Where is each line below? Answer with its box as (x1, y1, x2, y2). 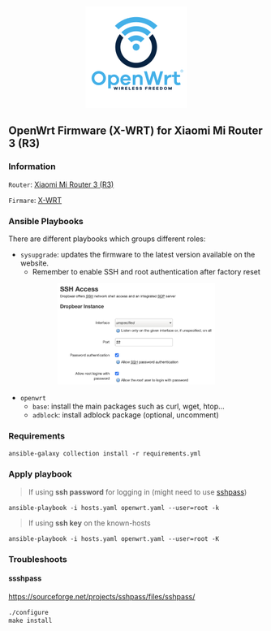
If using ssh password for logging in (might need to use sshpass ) (28, 486, 247, 497)
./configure (8, 608, 49, 616)
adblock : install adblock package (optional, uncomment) (32, 409, 219, 420)
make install (8, 616, 53, 625)
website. (19, 258, 49, 268)
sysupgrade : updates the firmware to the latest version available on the (19, 249, 256, 259)
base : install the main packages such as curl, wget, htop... (32, 401, 225, 411)
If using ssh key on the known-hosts (28, 518, 152, 528)
